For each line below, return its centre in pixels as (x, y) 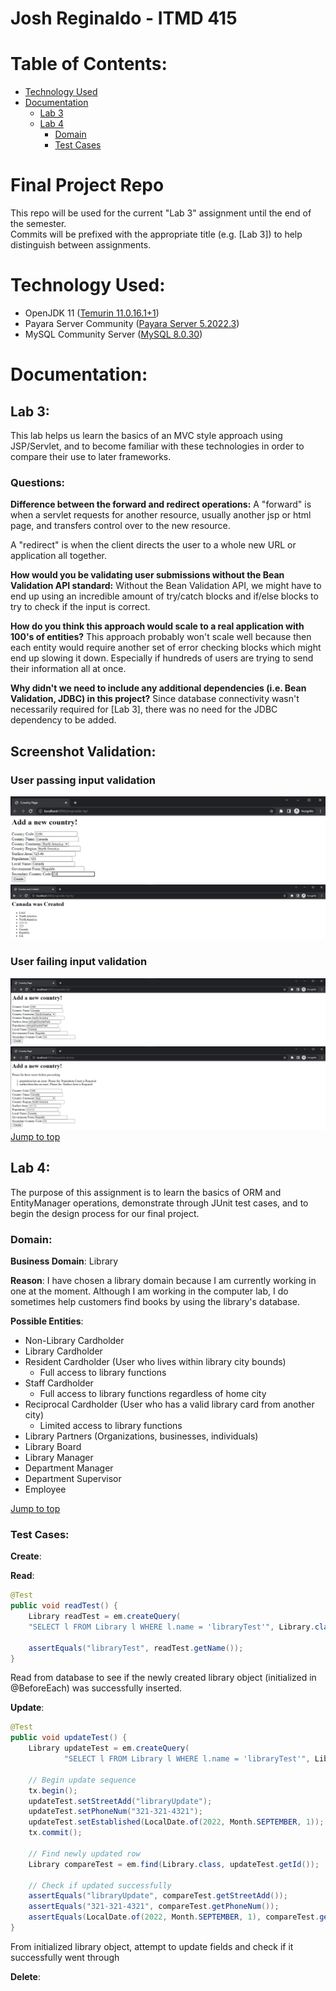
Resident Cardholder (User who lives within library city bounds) (155, 1361)
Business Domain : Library (64, 1261)
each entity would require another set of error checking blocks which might (166, 648)
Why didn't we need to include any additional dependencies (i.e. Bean (158, 688)
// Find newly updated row (84, 1853)
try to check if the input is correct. (80, 607)
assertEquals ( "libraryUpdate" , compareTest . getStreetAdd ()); (158, 1896)
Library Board (53, 1446)
